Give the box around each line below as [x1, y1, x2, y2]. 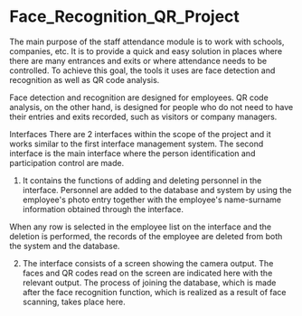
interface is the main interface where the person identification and [9, 147, 256, 159]
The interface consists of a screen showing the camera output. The [22, 257, 274, 268]
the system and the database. [9, 240, 120, 251]
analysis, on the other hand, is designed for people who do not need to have [9, 101, 294, 112]
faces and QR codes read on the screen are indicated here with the [22, 267, 273, 278]
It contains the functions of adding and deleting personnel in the [22, 174, 262, 186]
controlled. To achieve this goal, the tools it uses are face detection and [9, 65, 276, 76]
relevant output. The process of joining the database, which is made [22, 277, 277, 288]
